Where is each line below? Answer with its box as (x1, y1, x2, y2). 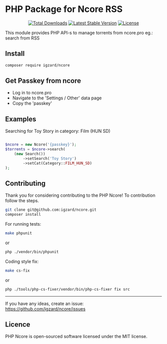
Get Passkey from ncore (5, 76, 81, 85)
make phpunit (5, 231, 32, 236)
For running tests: (5, 221, 41, 227)
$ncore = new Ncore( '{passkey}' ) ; (5, 142, 77, 147)
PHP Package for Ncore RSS (5, 3, 123, 15)
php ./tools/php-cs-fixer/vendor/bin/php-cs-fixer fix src (5, 287, 130, 292)
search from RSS (5, 35, 40, 41)
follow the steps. (5, 198, 39, 204)
